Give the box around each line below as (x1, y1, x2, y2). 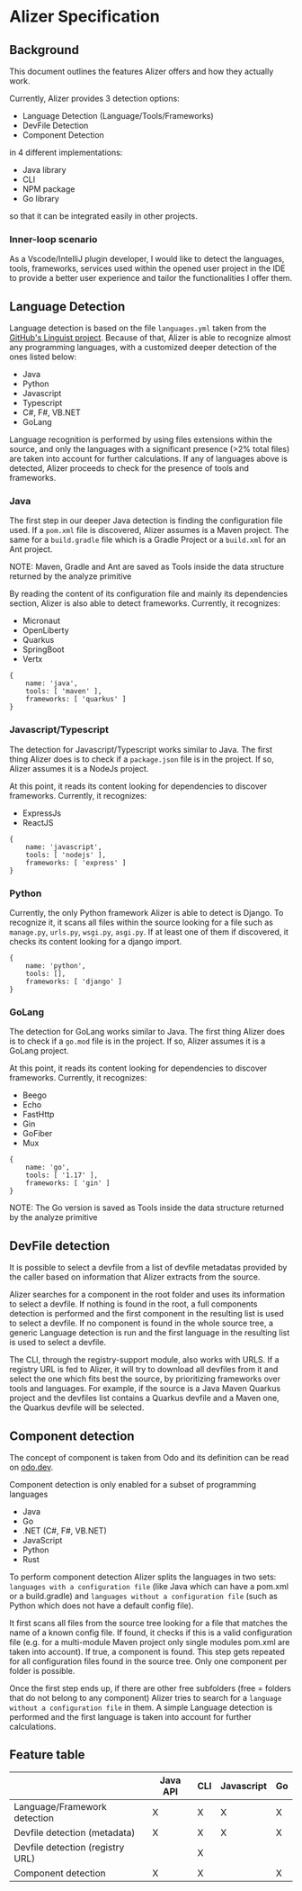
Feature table (9, 1747, 85, 1762)
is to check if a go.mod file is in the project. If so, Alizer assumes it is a (9, 1036, 266, 1046)
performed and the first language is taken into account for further (9, 1711, 252, 1722)
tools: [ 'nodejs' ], (25, 850, 106, 859)
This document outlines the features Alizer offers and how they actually (9, 66, 274, 77)
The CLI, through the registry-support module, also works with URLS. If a (9, 1354, 280, 1365)
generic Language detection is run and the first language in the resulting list (9, 1327, 290, 1338)
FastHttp (22, 1109, 55, 1120)
